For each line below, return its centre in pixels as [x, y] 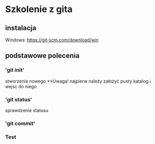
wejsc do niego [21, 86]
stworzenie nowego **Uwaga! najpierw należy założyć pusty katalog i [78, 81]
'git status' [19, 99]
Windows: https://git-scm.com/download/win [52, 40]
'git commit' [20, 123]
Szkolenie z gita [39, 9]
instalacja [21, 28]
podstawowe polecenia [42, 56]
